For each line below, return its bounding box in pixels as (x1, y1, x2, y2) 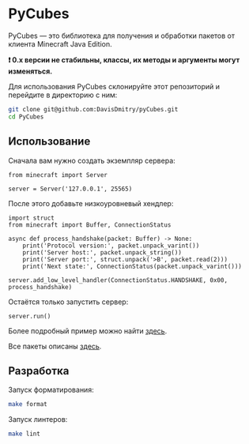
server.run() (8, 312, 51, 320)
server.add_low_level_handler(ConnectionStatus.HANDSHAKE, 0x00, (8, 276, 228, 284)
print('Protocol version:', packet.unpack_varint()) (22, 242, 200, 250)
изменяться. (8, 66, 53, 76)
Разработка (8, 364, 70, 378)
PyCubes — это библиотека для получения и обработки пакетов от (8, 31, 236, 40)
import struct (8, 214, 55, 222)
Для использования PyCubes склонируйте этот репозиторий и (8, 81, 220, 91)
